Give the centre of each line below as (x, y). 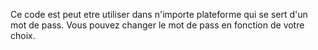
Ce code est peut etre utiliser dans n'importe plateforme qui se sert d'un (159, 14)
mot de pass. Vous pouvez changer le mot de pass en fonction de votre (157, 25)
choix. (23, 35)
